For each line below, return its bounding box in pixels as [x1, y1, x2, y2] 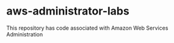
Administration [6, 30, 43, 38]
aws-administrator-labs [6, 4, 129, 18]
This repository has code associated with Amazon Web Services [6, 24, 169, 31]
